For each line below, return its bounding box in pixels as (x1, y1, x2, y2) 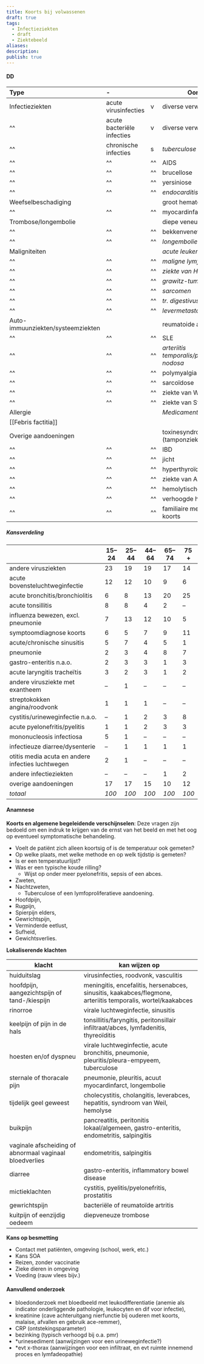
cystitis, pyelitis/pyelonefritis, (83, 1184, 167, 1192)
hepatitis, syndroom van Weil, (83, 1099, 168, 1107)
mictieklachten (9, 1187, 52, 1196)
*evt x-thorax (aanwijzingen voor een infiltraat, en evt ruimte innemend (15, 1344, 193, 1351)
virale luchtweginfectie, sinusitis (83, 1006, 175, 1014)
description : (6, 49, 39, 55)
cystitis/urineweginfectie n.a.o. (9, 713, 97, 721)
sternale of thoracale (9, 1074, 69, 1082)
